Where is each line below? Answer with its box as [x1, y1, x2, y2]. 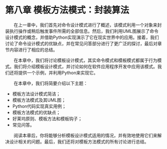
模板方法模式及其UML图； [12, 97, 66, 103]
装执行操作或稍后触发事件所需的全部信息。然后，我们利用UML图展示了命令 [5, 28, 159, 34]
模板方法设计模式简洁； [12, 90, 61, 97]
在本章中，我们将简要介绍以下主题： [13, 80, 88, 86]
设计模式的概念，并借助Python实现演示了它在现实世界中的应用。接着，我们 [5, 34, 159, 40]
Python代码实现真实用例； [12, 103, 67, 109]
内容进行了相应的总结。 [9, 47, 58, 53]
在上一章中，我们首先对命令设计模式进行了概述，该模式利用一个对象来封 [13, 22, 162, 28]
